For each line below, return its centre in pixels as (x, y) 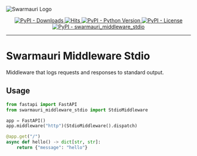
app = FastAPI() (26, 121)
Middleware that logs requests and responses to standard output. (85, 72)
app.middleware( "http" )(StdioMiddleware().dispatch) (72, 126)
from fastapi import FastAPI (42, 104)
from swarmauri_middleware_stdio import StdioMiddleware (77, 110)
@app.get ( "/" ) (23, 137)
